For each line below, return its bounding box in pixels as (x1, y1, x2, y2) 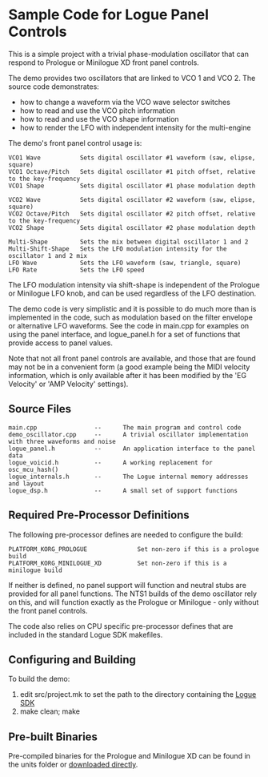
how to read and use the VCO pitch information (19, 106, 176, 115)
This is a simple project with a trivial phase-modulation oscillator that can (8, 49, 250, 58)
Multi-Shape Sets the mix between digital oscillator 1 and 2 (8, 238, 249, 246)
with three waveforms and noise (8, 437, 116, 445)
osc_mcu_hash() (8, 465, 59, 473)
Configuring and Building (8, 653, 136, 666)
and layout (8, 479, 45, 488)
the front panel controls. (8, 606, 88, 615)
